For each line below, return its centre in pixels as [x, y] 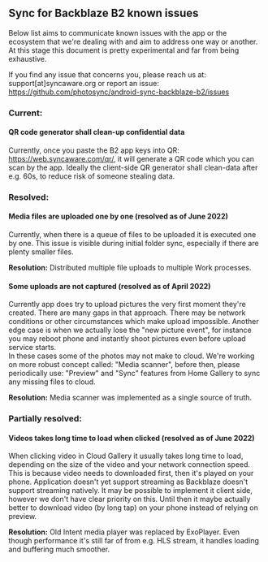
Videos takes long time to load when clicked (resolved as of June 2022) [132, 438]
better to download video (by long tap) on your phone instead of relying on [133, 508]
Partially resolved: [45, 419]
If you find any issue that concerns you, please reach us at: [108, 74]
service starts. [32, 348]
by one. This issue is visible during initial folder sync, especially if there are [134, 244]
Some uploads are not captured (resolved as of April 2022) [110, 286]
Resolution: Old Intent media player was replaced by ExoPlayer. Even [124, 532]
